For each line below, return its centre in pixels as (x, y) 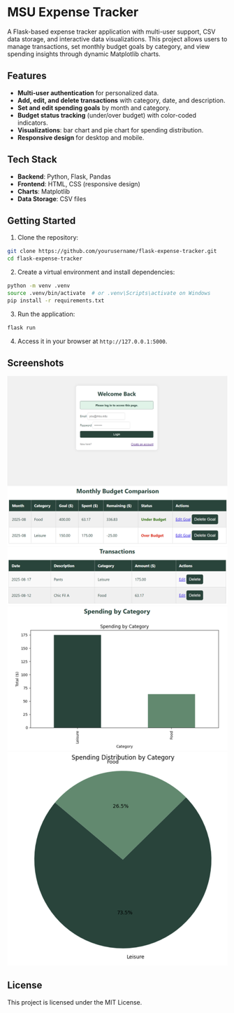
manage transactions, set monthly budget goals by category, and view (109, 46)
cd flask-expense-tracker (45, 259)
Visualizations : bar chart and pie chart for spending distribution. (110, 130)
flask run (22, 328)
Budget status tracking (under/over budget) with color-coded (107, 115)
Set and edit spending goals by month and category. (94, 108)
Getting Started (42, 220)
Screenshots (36, 363)
